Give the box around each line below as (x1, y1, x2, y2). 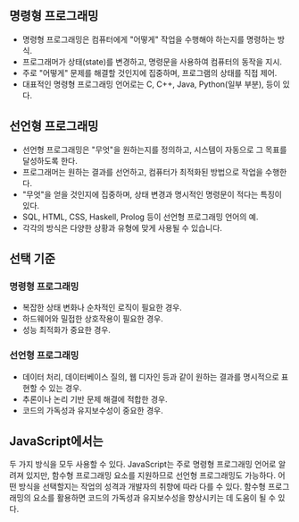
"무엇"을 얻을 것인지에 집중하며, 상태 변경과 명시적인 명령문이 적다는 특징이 (21, 189, 283, 200)
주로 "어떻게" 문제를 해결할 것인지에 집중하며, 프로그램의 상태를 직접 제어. (21, 67, 278, 78)
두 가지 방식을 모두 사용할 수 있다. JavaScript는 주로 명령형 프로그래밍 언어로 (9, 459, 277, 470)
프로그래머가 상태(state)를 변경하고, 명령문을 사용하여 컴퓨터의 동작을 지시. (21, 56, 283, 67)
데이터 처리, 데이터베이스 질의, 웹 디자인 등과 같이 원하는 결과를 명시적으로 (21, 371, 279, 382)
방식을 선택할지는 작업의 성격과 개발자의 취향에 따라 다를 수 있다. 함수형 (18, 482, 266, 492)
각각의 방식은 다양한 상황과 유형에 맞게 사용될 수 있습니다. (21, 222, 223, 233)
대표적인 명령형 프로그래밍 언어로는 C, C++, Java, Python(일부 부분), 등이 (21, 79, 281, 90)
